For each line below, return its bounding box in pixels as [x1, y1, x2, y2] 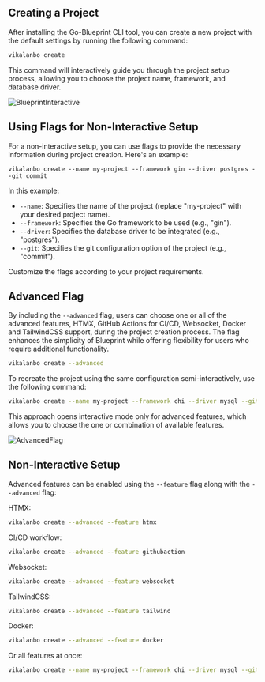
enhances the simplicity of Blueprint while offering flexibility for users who [8, 336, 250, 345]
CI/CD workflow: [8, 533, 62, 542]
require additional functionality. [8, 344, 109, 354]
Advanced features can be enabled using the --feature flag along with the [8, 479, 251, 488]
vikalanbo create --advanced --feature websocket [8, 577, 175, 586]
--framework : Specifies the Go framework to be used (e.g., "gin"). [19, 217, 232, 228]
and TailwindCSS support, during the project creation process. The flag [8, 327, 240, 337]
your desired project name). [19, 209, 110, 219]
